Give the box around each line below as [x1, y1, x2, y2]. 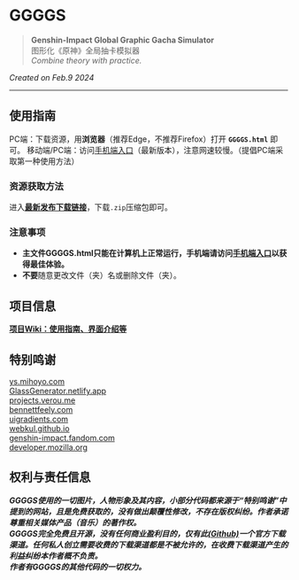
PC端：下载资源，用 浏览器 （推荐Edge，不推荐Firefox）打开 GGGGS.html [9, 134, 268, 144]
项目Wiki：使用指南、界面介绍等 [9, 324, 127, 335]
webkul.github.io [9, 422, 70, 434]
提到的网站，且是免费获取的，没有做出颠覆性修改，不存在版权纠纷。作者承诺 [9, 506, 288, 516]
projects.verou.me [9, 395, 76, 406]
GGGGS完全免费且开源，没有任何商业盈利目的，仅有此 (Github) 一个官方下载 [9, 528, 286, 538]
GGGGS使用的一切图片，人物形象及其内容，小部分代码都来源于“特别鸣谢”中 [9, 495, 287, 506]
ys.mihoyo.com [9, 375, 65, 386]
